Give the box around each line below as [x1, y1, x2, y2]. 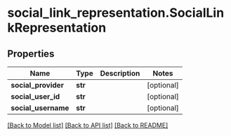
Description [100, 69, 140, 78]
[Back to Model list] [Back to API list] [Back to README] [7, 121, 169, 129]
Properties [7, 48, 55, 60]
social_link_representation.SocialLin [7, 5, 225, 21]
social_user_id [11, 92, 60, 101]
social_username [11, 103, 70, 113]
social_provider [11, 81, 65, 90]
